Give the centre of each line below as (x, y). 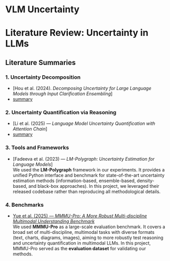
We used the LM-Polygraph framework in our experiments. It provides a (89, 169)
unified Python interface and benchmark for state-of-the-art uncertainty (89, 175)
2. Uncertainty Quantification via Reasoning (61, 112)
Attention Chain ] (30, 129)
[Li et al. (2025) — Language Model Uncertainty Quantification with (84, 123)
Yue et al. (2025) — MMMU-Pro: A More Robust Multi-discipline (80, 215)
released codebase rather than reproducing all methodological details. (87, 191)
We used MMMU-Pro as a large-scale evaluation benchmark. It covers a (89, 227)
